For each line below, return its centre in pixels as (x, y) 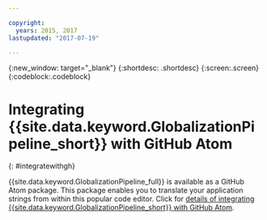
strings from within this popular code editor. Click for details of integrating (131, 199)
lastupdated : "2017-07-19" (54, 38)
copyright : (27, 23)
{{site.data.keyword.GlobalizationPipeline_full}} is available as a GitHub (127, 182)
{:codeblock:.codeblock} (50, 77)
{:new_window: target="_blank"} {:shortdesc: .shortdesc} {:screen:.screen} (134, 68)
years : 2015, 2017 (47, 30)
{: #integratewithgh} (42, 166)
